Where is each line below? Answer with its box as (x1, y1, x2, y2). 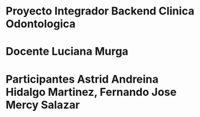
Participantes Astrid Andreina (5, 72, 159, 86)
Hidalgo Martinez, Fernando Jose (5, 85, 177, 99)
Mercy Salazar (5, 98, 80, 112)
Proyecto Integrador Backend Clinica (5, 4, 195, 18)
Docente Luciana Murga (5, 45, 128, 58)
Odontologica (5, 17, 76, 31)
